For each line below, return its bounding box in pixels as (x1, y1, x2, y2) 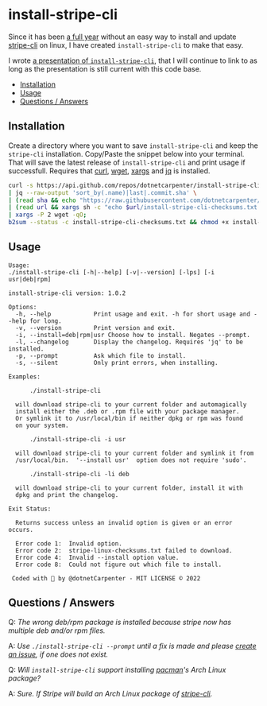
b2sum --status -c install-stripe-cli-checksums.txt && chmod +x (8, 219, 229, 227)
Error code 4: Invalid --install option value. (15, 553, 180, 561)
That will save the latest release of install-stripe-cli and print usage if (8, 157, 246, 167)
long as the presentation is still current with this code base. (8, 64, 202, 73)
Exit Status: (8, 505, 52, 513)
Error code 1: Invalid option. (15, 539, 123, 548)
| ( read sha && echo (8, 196, 77, 204)
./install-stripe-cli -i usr (29, 435, 126, 443)
